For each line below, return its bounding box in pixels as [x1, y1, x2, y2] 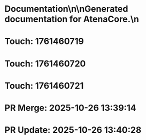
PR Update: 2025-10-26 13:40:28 [4, 124, 142, 136]
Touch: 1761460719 [4, 36, 84, 47]
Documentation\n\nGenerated [4, 3, 129, 15]
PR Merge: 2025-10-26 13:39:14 [4, 102, 136, 113]
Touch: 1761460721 [4, 80, 84, 91]
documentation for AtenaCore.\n [4, 14, 139, 25]
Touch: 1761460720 [4, 58, 86, 69]
